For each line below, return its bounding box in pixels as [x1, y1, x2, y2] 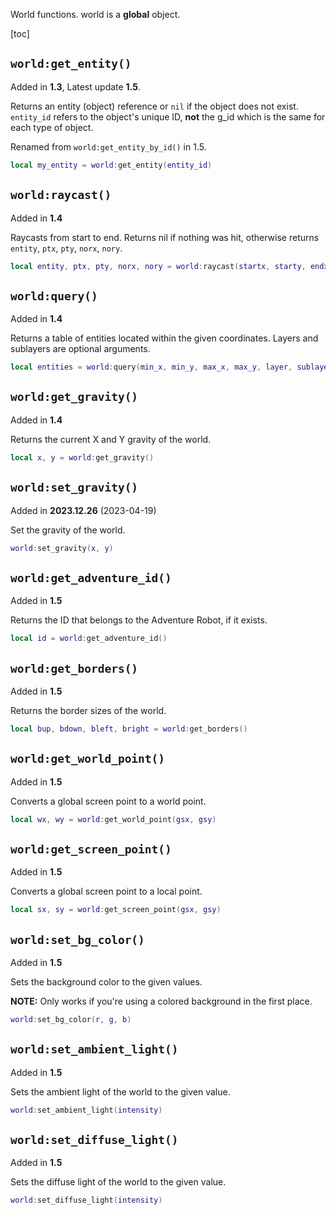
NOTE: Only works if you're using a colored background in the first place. [10, 995, 313, 1007]
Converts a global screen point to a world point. [10, 795, 207, 807]
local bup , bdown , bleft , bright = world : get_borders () [10, 724, 248, 734]
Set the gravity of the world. [10, 524, 126, 536]
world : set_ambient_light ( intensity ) [10, 1105, 163, 1115]
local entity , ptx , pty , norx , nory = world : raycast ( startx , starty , [10, 261, 307, 271]
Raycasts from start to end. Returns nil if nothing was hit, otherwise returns [10, 231, 320, 243]
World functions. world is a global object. [10, 9, 181, 20]
